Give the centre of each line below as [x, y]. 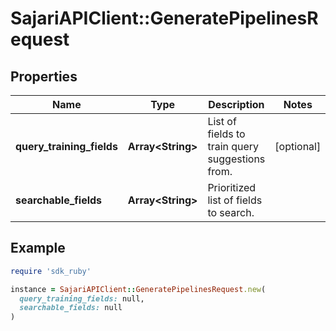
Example [38, 248]
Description [236, 104]
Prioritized [232, 187]
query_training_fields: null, [82, 298]
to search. [231, 212]
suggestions [236, 159]
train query [233, 146]
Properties [44, 76]
